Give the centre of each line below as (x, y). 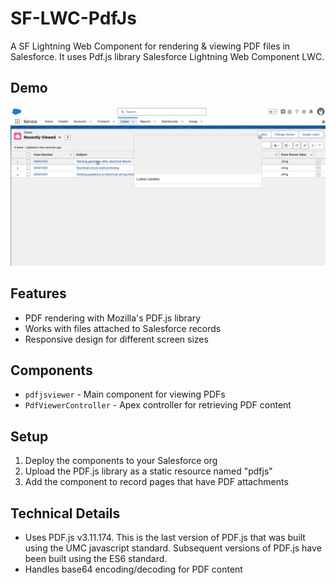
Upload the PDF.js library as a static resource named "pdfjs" (148, 471)
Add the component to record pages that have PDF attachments (156, 482)
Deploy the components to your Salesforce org (121, 461)
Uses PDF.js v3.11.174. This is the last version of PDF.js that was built (165, 537)
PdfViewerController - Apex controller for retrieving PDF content (158, 405)
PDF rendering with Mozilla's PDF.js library (113, 318)
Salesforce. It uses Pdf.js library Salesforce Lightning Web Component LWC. (167, 56)
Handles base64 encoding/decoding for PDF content (133, 569)
